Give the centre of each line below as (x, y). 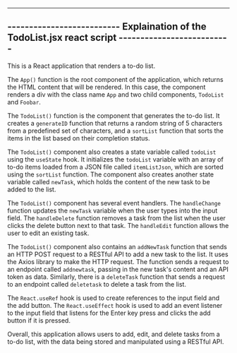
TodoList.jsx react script (62, 38)
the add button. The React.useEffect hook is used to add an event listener (115, 305)
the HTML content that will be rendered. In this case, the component (107, 87)
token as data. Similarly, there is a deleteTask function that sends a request (116, 277)
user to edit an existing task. (48, 233)
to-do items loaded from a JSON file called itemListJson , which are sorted (115, 167)
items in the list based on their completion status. (79, 138)
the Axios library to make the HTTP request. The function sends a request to (118, 261)
